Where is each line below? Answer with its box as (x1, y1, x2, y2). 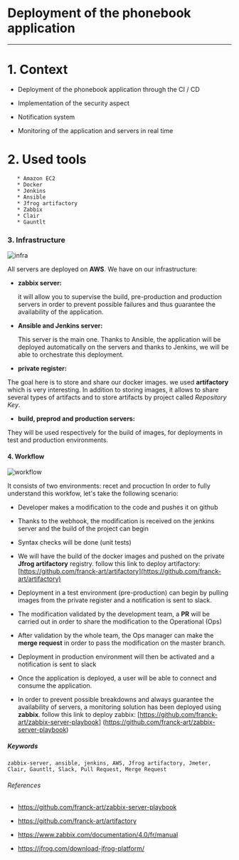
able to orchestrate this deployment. (17, 350, 124, 359)
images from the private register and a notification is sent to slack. (17, 596, 212, 604)
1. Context (7, 62, 68, 78)
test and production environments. (7, 436, 109, 444)
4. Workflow (7, 452, 45, 461)
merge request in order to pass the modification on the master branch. (17, 639, 226, 647)
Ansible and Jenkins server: (17, 322, 103, 330)
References (7, 781, 41, 790)
